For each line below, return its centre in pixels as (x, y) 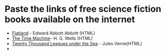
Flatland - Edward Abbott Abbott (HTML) (53, 33)
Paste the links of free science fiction (83, 9)
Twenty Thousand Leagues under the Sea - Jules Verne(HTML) (77, 43)
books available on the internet (70, 19)
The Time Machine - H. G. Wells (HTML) (52, 38)
